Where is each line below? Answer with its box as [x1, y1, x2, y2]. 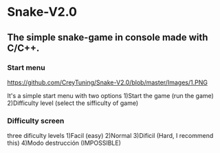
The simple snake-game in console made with [7, 32, 208, 43]
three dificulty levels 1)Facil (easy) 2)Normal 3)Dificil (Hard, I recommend [7, 132, 214, 140]
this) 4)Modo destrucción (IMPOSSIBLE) [7, 139, 122, 148]
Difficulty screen [7, 116, 65, 126]
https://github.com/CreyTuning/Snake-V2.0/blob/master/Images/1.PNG [7, 78, 208, 86]
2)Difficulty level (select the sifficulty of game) [7, 99, 139, 107]
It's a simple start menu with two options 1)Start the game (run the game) [7, 91, 214, 99]
